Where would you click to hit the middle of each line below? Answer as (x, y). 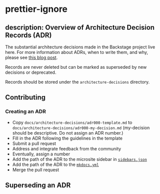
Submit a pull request (34, 143)
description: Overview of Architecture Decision (80, 27)
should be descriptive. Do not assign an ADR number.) (68, 133)
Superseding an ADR (38, 185)
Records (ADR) (29, 35)
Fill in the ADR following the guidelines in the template (67, 138)
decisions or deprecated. (31, 72)
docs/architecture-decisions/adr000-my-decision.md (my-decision (81, 128)
